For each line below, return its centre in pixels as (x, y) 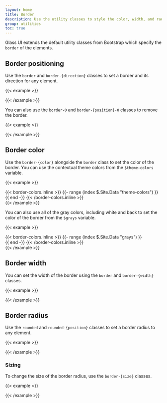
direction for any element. (32, 81)
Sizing (13, 365)
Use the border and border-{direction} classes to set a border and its (77, 75)
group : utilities (23, 24)
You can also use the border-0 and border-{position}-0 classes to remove (82, 110)
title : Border (20, 14)
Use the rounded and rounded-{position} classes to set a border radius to (80, 328)
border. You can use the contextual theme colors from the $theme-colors (80, 167)
